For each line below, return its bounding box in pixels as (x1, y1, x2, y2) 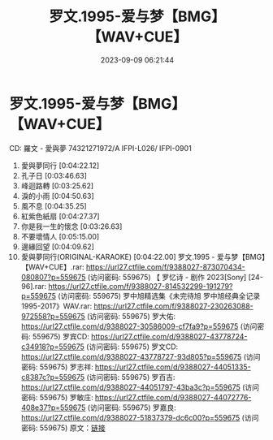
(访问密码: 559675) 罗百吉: (85, 372, 175, 382)
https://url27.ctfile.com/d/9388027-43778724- (91, 331, 248, 341)
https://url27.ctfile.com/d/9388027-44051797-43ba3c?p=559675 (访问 (20, 382, 259, 392)
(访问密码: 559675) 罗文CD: (85, 342, 179, 352)
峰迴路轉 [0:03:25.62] (20, 180, 94, 191)
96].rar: (20, 281, 47, 291)
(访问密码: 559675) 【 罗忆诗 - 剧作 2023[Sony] (87, 272, 247, 282)
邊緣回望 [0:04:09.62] (20, 241, 94, 252)
